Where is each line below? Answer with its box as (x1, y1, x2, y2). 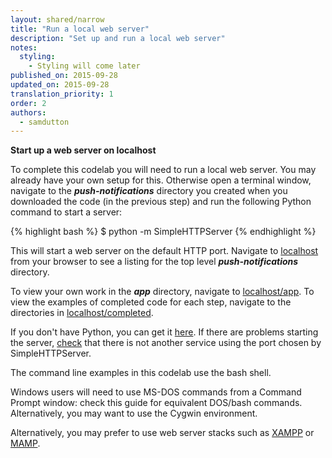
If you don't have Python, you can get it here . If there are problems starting (10, 326, 319, 338)
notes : (10, 42, 38, 53)
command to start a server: (10, 206, 123, 218)
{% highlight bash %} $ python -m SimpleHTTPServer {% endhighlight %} (10, 226, 317, 238)
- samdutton (19, 117, 70, 127)
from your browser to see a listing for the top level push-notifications (10, 256, 299, 268)
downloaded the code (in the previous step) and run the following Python (10, 196, 312, 208)
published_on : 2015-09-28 (10, 71, 118, 81)
